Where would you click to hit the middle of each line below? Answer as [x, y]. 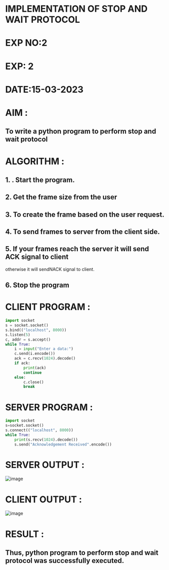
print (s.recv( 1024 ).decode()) [46, 440]
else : [20, 377]
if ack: [22, 363]
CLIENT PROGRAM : [48, 307]
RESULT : [25, 534]
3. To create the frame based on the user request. [85, 214]
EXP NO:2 [26, 43]
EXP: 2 [19, 66]
